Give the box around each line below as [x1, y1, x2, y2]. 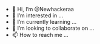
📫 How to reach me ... [12, 32, 68, 38]
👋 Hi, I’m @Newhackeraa [12, 6, 75, 12]
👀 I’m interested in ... [12, 12, 64, 19]
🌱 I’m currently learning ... [12, 18, 77, 25]
